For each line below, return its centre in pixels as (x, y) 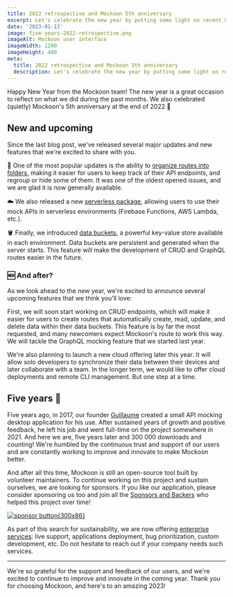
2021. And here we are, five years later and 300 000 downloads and (104, 437)
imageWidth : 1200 (32, 46)
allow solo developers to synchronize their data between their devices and (113, 362)
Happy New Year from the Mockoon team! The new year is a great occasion (115, 92)
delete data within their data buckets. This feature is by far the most (104, 326)
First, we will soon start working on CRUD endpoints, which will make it (109, 311)
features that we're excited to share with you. (72, 152)
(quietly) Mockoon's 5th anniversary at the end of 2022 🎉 (89, 106)
